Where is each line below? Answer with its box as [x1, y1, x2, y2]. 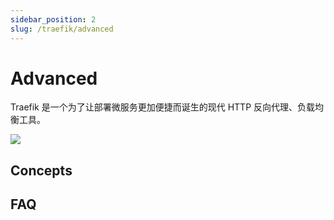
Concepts [10, 162, 73, 179]
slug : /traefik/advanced [10, 24, 114, 34]
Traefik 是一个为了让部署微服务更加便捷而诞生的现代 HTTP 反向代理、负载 [10, 101, 316, 113]
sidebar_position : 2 [10, 14, 97, 25]
